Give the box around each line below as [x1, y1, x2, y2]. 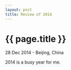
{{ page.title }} [5, 33, 67, 45]
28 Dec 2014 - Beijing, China [5, 50, 64, 56]
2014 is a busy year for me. [5, 59, 61, 65]
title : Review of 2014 [5, 12, 52, 17]
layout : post [5, 7, 32, 12]
